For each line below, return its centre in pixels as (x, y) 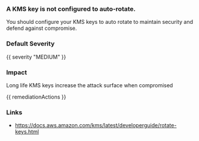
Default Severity (31, 44)
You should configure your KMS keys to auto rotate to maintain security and (100, 22)
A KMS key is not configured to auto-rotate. (71, 9)
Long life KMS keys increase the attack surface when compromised (90, 85)
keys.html (27, 132)
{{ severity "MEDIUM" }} (36, 57)
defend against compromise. (42, 28)
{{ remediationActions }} (36, 97)
